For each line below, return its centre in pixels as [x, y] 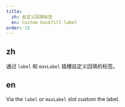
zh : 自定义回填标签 [32, 17]
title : [14, 11]
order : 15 [18, 28]
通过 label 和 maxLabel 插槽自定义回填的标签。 [62, 66]
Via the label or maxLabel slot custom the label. [63, 99]
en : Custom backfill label [44, 22]
